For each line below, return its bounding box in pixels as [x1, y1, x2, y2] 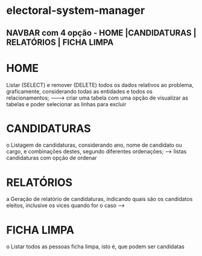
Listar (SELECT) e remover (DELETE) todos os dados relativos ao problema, [6, 81, 194, 88]
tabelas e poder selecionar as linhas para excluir [6, 100, 127, 107]
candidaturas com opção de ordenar [6, 155, 98, 162]
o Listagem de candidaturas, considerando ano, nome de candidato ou [6, 141, 182, 149]
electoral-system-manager [6, 4, 145, 18]
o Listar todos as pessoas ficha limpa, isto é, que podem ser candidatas [6, 243, 185, 251]
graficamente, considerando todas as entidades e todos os [6, 88, 153, 95]
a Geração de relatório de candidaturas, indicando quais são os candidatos [6, 196, 193, 203]
